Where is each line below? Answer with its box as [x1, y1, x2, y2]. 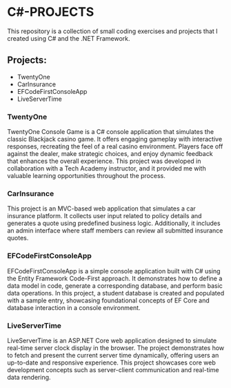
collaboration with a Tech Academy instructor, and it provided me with [7, 164, 206, 173]
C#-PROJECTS [7, 4, 94, 20]
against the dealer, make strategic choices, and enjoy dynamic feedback [7, 150, 213, 158]
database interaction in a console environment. [7, 303, 141, 311]
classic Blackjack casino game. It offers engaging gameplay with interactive [7, 135, 223, 144]
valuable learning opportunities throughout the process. [7, 172, 165, 180]
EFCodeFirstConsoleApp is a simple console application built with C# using [7, 266, 221, 275]
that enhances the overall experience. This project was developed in [7, 157, 201, 166]
